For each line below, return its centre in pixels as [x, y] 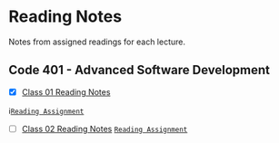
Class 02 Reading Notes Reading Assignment [105, 129]
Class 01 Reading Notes [66, 91]
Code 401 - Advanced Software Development [139, 70]
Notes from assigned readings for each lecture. [97, 42]
